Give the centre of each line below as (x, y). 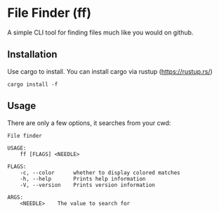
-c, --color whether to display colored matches (100, 173)
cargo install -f (33, 84)
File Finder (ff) (49, 13)
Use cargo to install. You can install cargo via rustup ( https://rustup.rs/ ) (110, 71)
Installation (32, 54)
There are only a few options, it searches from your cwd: (89, 123)
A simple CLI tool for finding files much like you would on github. (100, 32)
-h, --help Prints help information (83, 179)
